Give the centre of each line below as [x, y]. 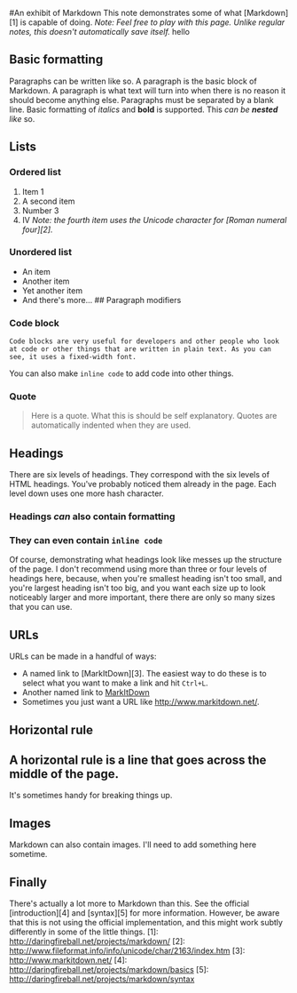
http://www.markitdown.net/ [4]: [68, 960]
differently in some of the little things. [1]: [84, 932]
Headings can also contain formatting [92, 517]
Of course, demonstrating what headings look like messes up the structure [145, 560]
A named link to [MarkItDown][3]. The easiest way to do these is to [145, 674]
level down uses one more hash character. [86, 493]
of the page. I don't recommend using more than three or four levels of [138, 569]
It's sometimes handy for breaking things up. [91, 796]
